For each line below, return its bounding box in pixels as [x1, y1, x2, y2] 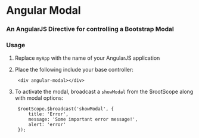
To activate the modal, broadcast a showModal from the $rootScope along [14, 88, 194, 96]
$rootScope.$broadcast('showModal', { [17, 106, 114, 112]
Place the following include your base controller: [14, 66, 134, 73]
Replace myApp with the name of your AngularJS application [14, 54, 160, 62]
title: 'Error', [28, 111, 69, 117]
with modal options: [14, 94, 64, 102]
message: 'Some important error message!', [28, 116, 138, 122]
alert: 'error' [28, 122, 66, 128]
